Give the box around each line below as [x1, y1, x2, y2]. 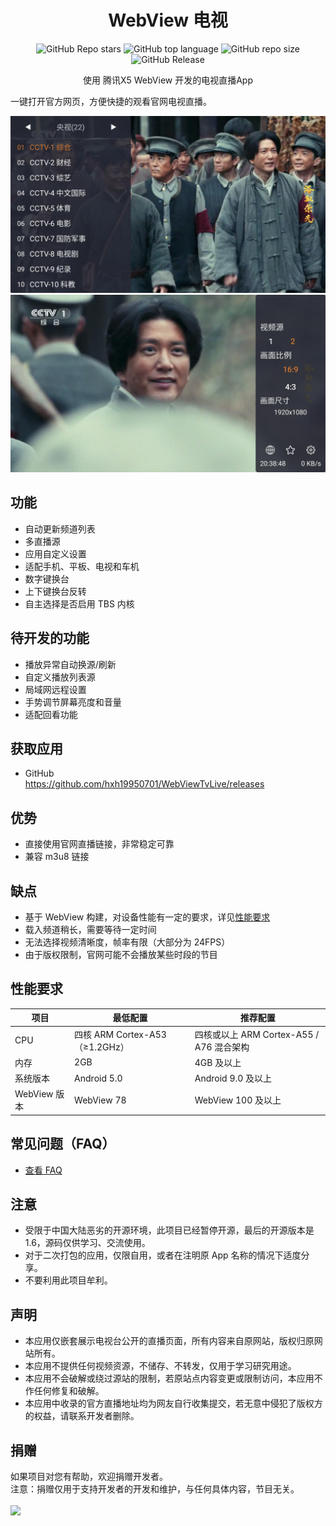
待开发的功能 [10, 630, 90, 647]
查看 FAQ [24, 1164, 63, 1176]
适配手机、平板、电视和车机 [24, 560, 140, 572]
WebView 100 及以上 [194, 1094, 282, 1106]
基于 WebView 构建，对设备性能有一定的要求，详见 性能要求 [24, 911, 271, 923]
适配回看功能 [24, 708, 78, 720]
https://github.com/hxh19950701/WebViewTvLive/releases [24, 778, 265, 790]
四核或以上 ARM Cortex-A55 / [194, 1028, 320, 1040]
